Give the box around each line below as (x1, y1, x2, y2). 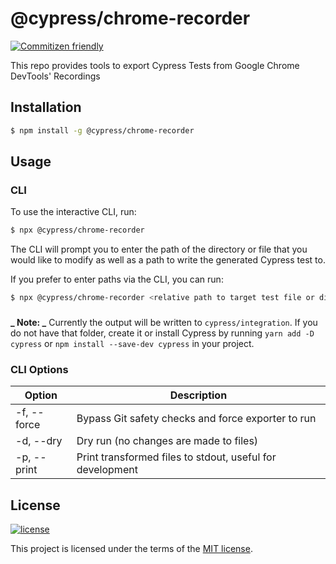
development (76, 463, 138, 477)
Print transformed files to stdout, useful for (76, 450, 277, 464)
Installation (10, 99, 82, 116)
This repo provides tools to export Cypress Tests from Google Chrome (10, 59, 300, 71)
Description (169, 388, 228, 402)
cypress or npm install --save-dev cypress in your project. (10, 337, 255, 349)
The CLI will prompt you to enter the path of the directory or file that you (10, 243, 308, 256)
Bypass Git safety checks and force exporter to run (76, 412, 317, 426)
